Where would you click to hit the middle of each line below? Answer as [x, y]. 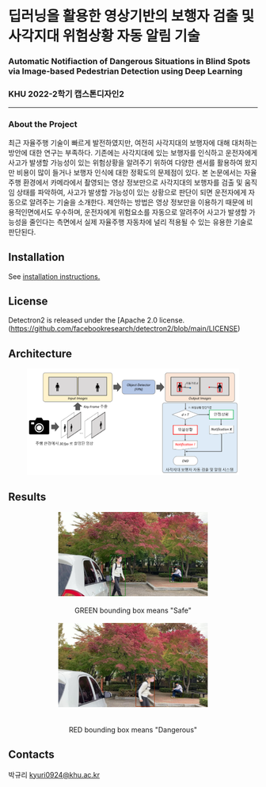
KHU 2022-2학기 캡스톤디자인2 [66, 94]
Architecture [40, 353]
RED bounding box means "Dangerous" [133, 729]
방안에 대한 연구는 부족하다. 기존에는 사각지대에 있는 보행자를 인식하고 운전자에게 [133, 152]
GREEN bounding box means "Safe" [133, 610]
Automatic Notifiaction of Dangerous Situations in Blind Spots [129, 62]
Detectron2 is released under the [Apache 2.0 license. [97, 320]
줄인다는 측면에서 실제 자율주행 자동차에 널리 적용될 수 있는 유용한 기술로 [141, 222]
